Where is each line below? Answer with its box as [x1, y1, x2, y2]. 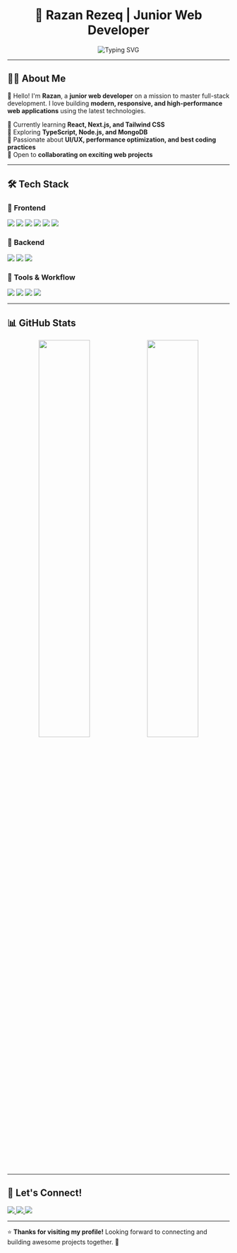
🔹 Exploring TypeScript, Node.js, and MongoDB [7, 127, 148, 136]
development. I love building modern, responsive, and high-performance [7, 99, 223, 108]
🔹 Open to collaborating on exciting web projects [7, 150, 153, 158]
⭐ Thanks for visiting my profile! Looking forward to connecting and [7, 1228, 208, 1236]
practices [7, 142, 37, 151]
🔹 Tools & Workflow [7, 272, 75, 282]
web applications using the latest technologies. [7, 106, 146, 115]
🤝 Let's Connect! [7, 1187, 83, 1199]
